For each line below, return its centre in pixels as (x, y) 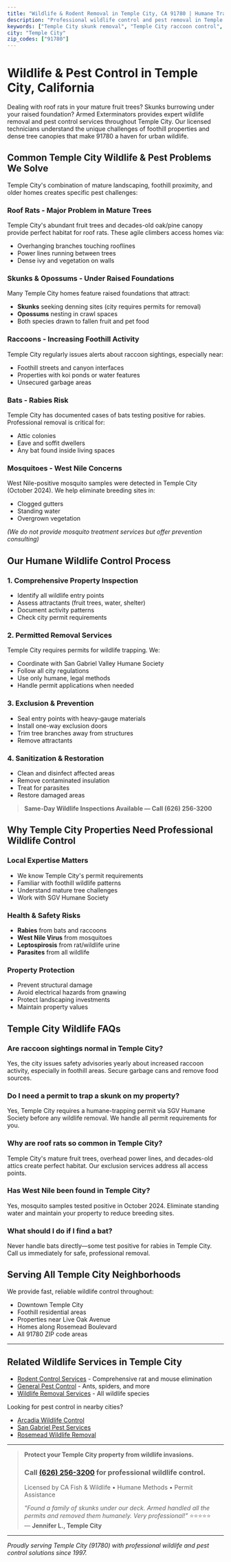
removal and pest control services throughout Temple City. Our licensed (109, 122)
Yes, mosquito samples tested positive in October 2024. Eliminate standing (113, 1205)
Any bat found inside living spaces (66, 450)
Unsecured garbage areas (54, 382)
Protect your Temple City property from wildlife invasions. (109, 1455)
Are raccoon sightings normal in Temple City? (85, 1048)
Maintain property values (52, 1007)
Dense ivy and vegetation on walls (66, 261)
